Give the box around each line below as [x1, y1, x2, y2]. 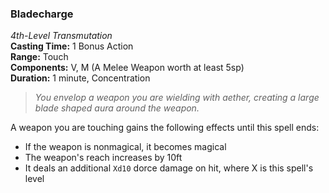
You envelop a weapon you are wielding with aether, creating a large [34, 92, 320, 104]
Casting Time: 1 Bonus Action [10, 40, 134, 52]
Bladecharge [10, 7, 74, 21]
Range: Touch [10, 51, 69, 63]
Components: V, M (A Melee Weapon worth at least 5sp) [10, 62, 245, 74]
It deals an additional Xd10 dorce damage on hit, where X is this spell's [24, 162, 314, 174]
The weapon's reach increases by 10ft [24, 152, 183, 164]
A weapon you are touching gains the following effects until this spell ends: [10, 122, 320, 134]
